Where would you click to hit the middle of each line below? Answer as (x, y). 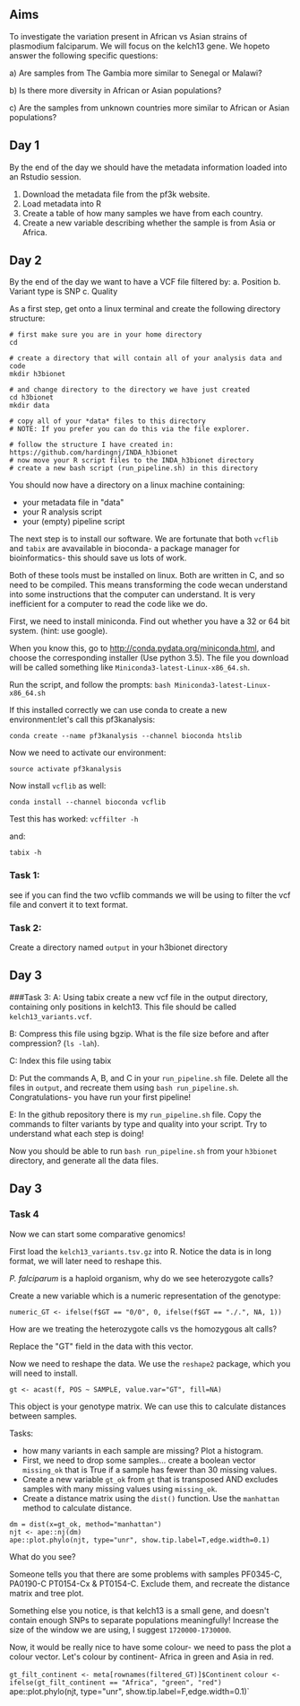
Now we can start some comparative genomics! (98, 1234)
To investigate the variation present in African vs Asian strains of (129, 36)
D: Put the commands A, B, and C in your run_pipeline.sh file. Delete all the (149, 1077)
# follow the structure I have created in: (92, 445)
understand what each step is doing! (77, 1133)
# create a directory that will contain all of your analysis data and (146, 358)
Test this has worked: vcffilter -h (74, 819)
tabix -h (26, 853)
